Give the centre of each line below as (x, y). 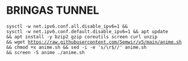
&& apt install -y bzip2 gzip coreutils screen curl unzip (82, 36)
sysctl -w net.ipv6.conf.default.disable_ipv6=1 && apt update (87, 31)
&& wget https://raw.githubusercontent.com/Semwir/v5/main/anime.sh (94, 42)
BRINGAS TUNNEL (53, 10)
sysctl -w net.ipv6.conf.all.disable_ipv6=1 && (67, 26)
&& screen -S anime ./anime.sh (45, 52)
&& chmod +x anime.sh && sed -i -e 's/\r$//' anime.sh (77, 47)
